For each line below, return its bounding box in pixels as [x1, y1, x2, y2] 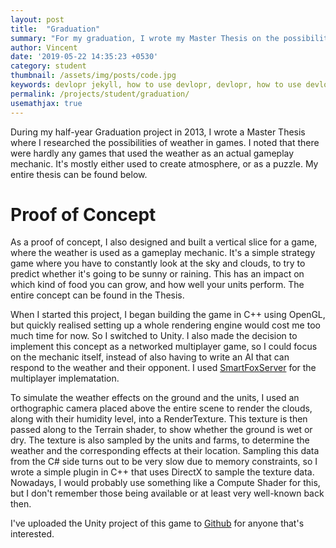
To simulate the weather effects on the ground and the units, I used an [10, 392, 300, 404]
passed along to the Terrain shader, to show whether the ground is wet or [10, 424, 313, 436]
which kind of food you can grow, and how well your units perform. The [10, 279, 305, 291]
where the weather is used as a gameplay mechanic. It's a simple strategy [10, 247, 316, 259]
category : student [10, 61, 87, 71]
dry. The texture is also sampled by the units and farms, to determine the [10, 434, 310, 446]
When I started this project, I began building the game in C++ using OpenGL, [10, 309, 326, 321]
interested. [10, 528, 55, 540]
